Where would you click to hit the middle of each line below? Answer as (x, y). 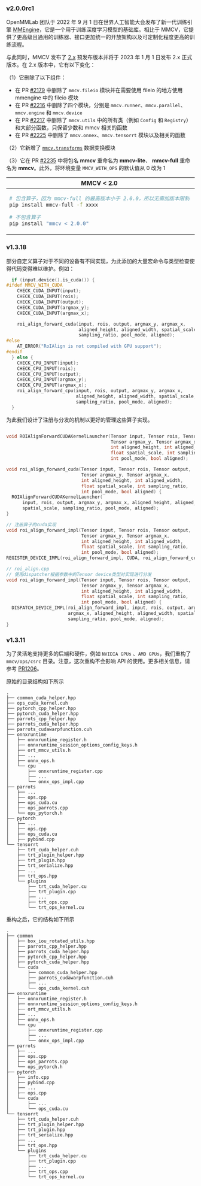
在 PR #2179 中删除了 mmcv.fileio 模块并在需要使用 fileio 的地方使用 (99, 90)
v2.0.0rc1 (20, 8)
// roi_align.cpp (28, 569)
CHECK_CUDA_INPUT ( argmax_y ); (53, 307)
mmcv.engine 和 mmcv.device (48, 113)
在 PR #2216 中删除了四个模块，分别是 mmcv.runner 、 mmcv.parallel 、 (100, 105)
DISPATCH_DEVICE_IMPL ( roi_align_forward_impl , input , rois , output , (99, 608)
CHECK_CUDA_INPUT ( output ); (51, 302)
